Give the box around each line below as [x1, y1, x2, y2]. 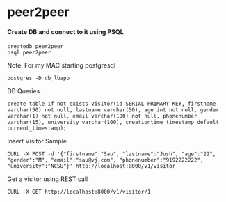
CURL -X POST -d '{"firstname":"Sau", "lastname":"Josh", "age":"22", [7, 150, 216, 157]
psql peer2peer [7, 49, 51, 56]
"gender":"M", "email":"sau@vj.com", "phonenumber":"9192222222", [7, 157, 204, 164]
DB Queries [7, 87, 40, 95]
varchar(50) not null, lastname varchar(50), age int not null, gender [7, 107, 219, 114]
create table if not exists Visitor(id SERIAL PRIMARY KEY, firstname [7, 100, 216, 108]
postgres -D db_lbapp [7, 75, 70, 82]
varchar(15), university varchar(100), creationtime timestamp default [7, 119, 219, 126]
